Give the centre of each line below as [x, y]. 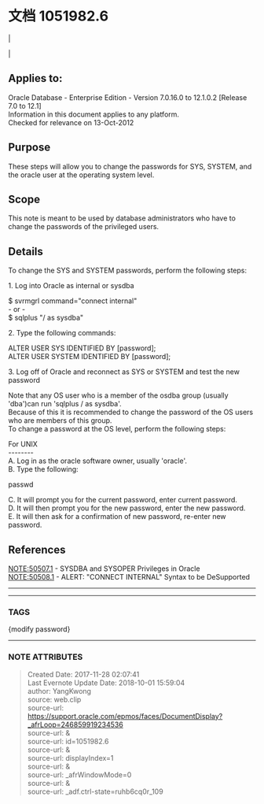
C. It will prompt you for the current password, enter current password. [123, 500]
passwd [21, 484]
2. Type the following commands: [62, 333]
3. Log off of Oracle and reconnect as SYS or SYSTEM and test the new [124, 372]
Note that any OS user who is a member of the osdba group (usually [119, 395]
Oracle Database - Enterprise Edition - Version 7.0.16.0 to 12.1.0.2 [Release [128, 97]
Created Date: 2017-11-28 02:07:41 [83, 674]
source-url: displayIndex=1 [70, 758]
